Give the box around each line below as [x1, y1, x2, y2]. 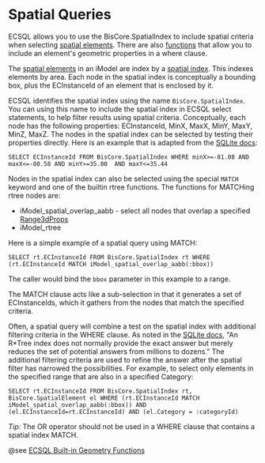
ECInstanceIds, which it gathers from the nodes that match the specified [8, 298, 244, 307]
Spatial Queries [8, 6, 112, 24]
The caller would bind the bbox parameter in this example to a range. [8, 274, 231, 284]
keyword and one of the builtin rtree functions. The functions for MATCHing [8, 182, 255, 191]
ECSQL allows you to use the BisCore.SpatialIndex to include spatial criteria [8, 32, 255, 41]
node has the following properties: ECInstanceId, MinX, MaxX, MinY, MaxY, [8, 121, 253, 130]
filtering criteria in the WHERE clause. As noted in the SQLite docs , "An [8, 329, 239, 339]
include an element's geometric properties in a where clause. [8, 48, 208, 58]
